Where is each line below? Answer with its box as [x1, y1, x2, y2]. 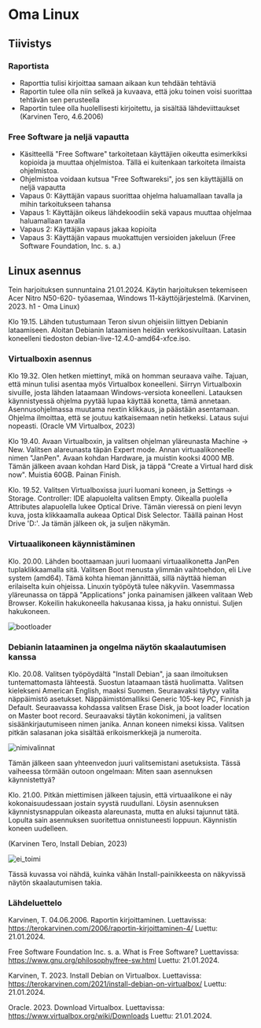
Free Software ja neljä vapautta [8, 131, 130, 142]
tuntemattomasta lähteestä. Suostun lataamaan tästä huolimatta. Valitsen [8, 677, 244, 686]
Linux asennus [8, 264, 82, 277]
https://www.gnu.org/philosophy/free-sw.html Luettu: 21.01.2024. [8, 956, 220, 965]
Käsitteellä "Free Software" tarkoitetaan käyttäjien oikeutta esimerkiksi [19, 150, 248, 159]
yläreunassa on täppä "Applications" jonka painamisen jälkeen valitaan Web [8, 590, 253, 599]
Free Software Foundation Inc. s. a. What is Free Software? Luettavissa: [8, 947, 240, 957]
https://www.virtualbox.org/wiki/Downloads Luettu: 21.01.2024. [8, 1011, 212, 1021]
